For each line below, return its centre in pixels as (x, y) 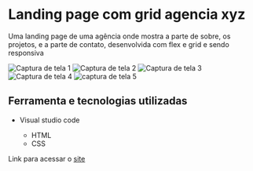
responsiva (26, 53)
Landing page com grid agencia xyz (127, 15)
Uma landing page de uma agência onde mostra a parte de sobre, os (119, 36)
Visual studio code (49, 120)
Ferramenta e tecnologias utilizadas (98, 101)
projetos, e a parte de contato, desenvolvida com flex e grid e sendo (119, 44)
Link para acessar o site (47, 158)
